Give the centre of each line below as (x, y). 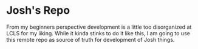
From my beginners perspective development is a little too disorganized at (99, 27)
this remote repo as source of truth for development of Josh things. (90, 39)
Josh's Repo (38, 10)
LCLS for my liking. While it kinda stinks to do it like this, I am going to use (98, 33)
